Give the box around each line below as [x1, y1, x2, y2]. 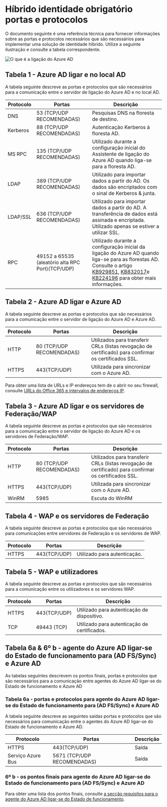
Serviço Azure [7, 752, 41, 759]
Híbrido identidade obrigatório [5, 3, 133, 15]
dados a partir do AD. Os [91, 177, 150, 184]
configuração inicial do [91, 144, 146, 151]
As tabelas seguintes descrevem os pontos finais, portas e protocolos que [5, 672, 158, 678]
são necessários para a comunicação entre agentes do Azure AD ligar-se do [5, 678, 162, 684]
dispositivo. [77, 613, 103, 619]
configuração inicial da [91, 243, 146, 250]
